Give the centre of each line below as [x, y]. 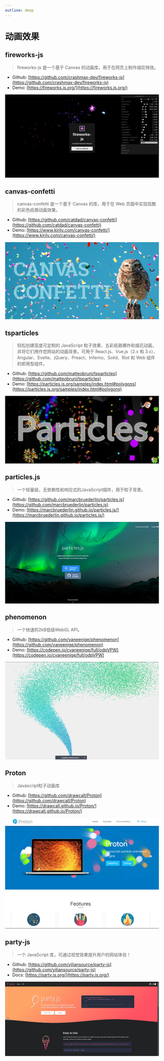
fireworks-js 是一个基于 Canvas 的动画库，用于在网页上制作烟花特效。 [88, 67]
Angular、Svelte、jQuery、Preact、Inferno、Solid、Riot [73, 358]
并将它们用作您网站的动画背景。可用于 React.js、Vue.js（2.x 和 [81, 351]
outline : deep [20, 10]
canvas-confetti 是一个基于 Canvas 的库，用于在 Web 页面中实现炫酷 [86, 204]
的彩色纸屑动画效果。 [38, 210]
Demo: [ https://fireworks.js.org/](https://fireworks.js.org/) [70, 88]
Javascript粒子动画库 [38, 786]
